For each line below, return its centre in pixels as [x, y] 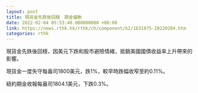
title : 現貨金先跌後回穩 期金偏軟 [44, 17]
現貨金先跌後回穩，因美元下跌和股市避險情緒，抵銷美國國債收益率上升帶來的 [99, 52]
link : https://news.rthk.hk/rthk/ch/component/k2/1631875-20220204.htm [96, 28]
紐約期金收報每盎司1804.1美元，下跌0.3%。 [59, 84]
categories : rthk [27, 34]
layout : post [22, 12]
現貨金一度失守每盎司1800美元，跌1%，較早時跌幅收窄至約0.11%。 [87, 71]
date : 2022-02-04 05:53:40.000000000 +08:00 [62, 23]
